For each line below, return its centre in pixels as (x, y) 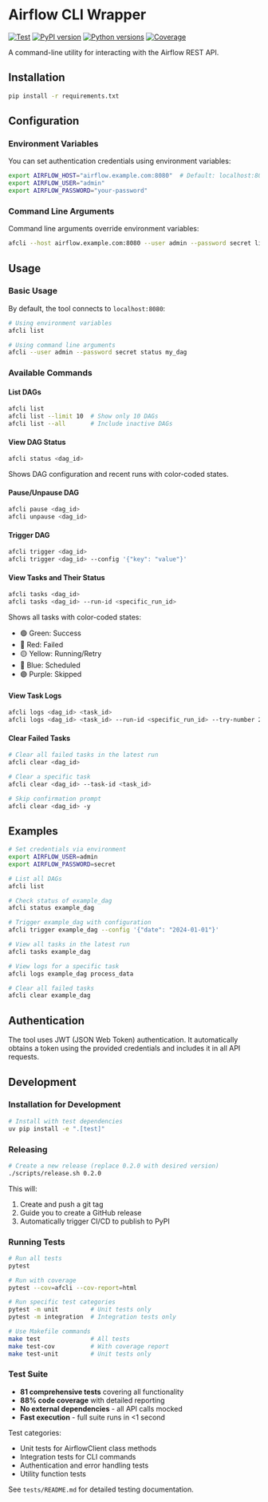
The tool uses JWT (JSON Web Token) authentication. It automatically (123, 1040)
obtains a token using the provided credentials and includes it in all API (124, 1048)
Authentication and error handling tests (84, 1465)
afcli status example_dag (51, 908)
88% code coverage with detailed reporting (92, 1400)
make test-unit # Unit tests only (80, 1354)
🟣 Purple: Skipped (51, 674)
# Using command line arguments (62, 345)
